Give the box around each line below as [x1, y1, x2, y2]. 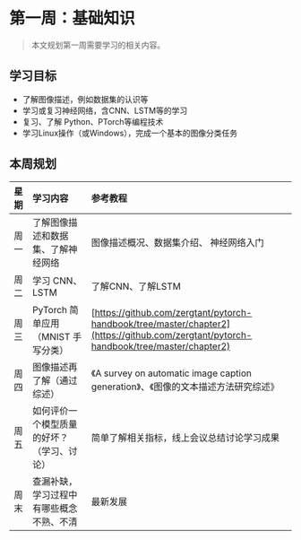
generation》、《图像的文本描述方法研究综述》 [90, 380, 279, 393]
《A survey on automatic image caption [90, 367, 253, 379]
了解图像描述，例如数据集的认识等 [21, 93, 149, 104]
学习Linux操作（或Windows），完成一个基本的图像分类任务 [21, 127, 238, 138]
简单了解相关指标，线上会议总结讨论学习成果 [90, 431, 280, 444]
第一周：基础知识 [9, 8, 136, 29]
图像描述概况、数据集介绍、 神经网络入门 [90, 236, 264, 248]
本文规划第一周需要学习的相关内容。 [30, 39, 166, 50]
